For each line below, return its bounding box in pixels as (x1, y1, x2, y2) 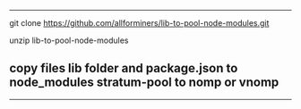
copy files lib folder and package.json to (9, 61, 238, 76)
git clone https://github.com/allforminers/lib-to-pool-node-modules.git (9, 18, 270, 28)
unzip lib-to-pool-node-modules (9, 35, 129, 46)
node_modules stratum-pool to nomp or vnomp (9, 75, 279, 90)
